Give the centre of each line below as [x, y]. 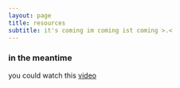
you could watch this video [53, 75]
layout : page [30, 15]
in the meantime [40, 58]
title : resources [37, 23]
